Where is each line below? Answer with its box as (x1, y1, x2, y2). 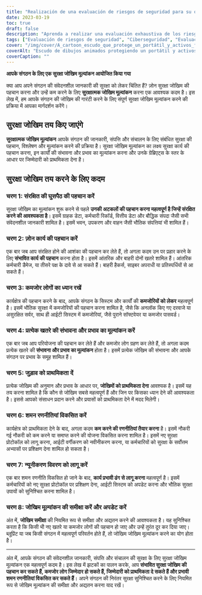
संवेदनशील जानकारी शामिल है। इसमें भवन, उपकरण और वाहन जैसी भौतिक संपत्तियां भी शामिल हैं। (6, 219, 189, 226)
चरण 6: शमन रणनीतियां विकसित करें (6, 411, 87, 420)
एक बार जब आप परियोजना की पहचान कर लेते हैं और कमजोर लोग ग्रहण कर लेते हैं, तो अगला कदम (6, 340, 189, 347)
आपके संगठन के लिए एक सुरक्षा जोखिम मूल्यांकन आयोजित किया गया (6, 70, 131, 77)
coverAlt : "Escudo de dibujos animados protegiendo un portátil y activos (6, 48, 197, 54)
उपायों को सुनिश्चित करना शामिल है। (6, 488, 76, 495)
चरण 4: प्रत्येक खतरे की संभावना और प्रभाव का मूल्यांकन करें (6, 326, 135, 334)
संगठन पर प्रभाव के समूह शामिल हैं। (6, 354, 73, 361)
